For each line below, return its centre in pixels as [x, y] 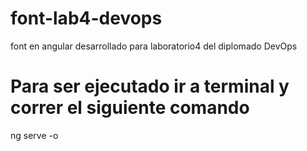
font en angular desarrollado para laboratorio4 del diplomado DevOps [154, 46]
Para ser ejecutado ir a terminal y [150, 86]
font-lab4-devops [86, 18]
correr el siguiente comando [130, 108]
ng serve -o [34, 135]
